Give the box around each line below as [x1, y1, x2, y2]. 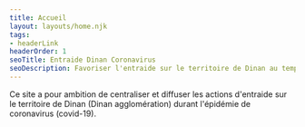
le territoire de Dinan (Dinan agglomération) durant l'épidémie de [9, 98, 251, 109]
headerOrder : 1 [9, 47, 67, 56]
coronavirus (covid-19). [9, 108, 97, 119]
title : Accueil [9, 13, 67, 23]
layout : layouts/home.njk [9, 22, 107, 31]
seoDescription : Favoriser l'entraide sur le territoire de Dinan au [9, 64, 279, 73]
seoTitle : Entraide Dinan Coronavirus [9, 55, 156, 64]
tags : [9, 30, 30, 39]
